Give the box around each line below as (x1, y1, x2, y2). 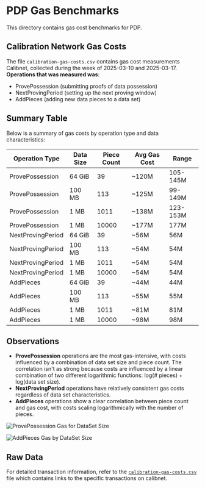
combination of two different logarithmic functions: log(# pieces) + (15, 371, 183, 379)
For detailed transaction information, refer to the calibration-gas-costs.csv (6, 468, 197, 476)
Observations (6, 336, 60, 346)
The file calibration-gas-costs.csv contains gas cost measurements (6, 57, 180, 65)
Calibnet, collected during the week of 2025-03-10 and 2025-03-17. (6, 64, 178, 71)
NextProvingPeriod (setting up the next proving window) (15, 89, 157, 96)
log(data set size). (15, 378, 61, 386)
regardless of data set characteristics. (15, 391, 111, 398)
